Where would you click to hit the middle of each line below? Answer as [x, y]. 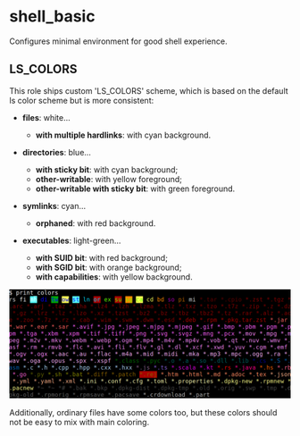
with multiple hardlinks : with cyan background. [123, 135]
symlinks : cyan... [54, 205]
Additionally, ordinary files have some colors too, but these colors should [143, 412]
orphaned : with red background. [96, 223]
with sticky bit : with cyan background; [107, 169]
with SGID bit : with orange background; [108, 267]
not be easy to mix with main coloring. [79, 422]
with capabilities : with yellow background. [114, 277]
